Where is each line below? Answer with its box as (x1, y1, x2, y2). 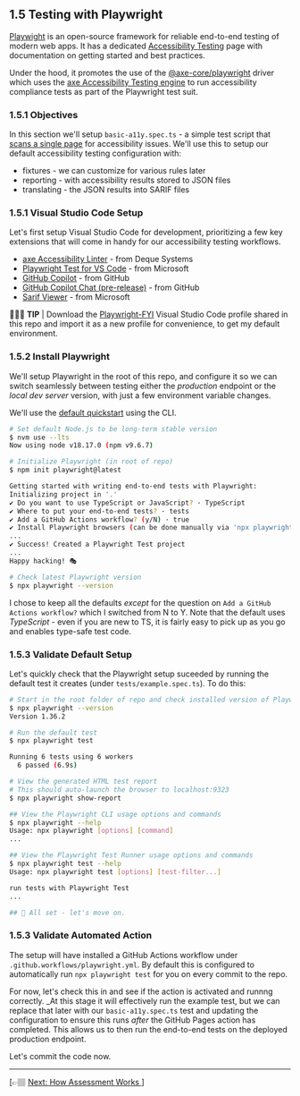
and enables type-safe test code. (9, 625, 132, 636)
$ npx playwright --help (9, 818, 102, 827)
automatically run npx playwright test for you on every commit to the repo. (9, 968, 288, 979)
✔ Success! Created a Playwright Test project (9, 540, 186, 549)
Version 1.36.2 (9, 711, 66, 721)
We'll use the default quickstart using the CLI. (9, 407, 177, 418)
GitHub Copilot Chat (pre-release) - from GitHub (21, 282, 200, 293)
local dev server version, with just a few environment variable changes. (9, 389, 271, 401)
